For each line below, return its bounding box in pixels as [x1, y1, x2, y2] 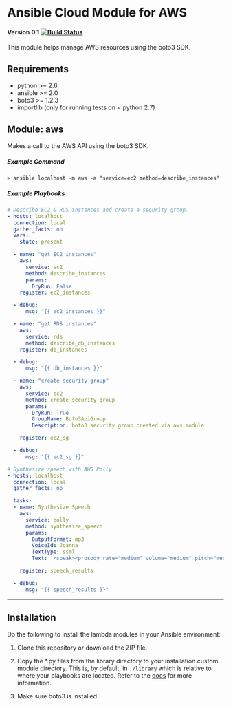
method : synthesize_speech [25, 523, 103, 530]
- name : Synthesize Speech [13, 504, 91, 511]
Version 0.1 [7, 28, 40, 36]
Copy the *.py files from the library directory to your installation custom [16, 656, 219, 665]
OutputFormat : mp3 [32, 535, 85, 543]
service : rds [25, 333, 63, 340]
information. [16, 678, 52, 687]
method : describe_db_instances [25, 339, 115, 347]
